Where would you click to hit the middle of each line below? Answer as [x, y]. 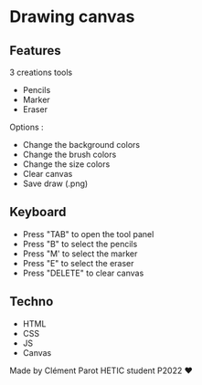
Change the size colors [66, 164]
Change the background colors [81, 145]
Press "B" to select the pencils [80, 244]
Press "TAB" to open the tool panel [88, 234]
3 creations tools [41, 72]
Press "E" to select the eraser [78, 263]
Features [35, 51]
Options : [27, 127]
